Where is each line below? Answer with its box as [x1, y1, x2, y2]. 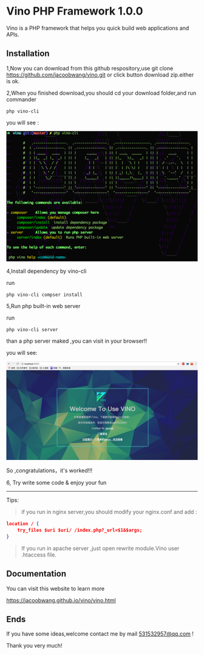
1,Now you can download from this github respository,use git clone [6, 64, 174, 72]
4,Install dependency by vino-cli [6, 267, 87, 275]
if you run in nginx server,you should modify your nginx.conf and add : [21, 509, 197, 516]
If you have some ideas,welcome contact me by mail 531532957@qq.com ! [6, 630, 194, 637]
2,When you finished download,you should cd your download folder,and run [6, 89, 196, 97]
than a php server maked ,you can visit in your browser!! [6, 337, 148, 345]
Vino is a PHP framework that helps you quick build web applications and [6, 24, 189, 32]
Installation [6, 49, 50, 59]
